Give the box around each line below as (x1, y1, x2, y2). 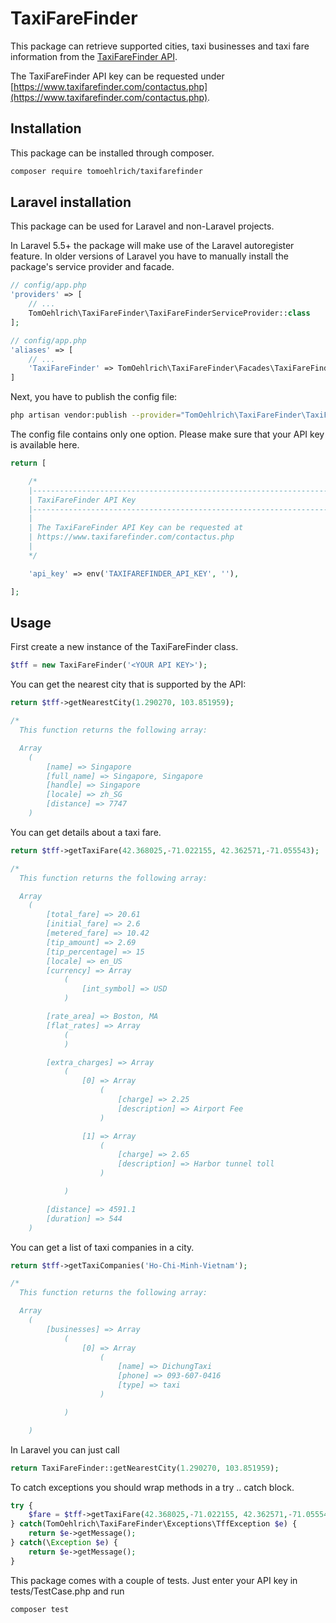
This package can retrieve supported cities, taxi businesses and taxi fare (10, 40, 310, 52)
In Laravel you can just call (10, 1443, 120, 1456)
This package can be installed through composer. (10, 147, 215, 159)
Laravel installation (10, 194, 132, 211)
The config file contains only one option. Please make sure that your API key (10, 428, 325, 441)
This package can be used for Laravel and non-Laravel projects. (10, 220, 275, 232)
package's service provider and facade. (10, 261, 175, 273)
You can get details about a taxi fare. (10, 826, 162, 838)
